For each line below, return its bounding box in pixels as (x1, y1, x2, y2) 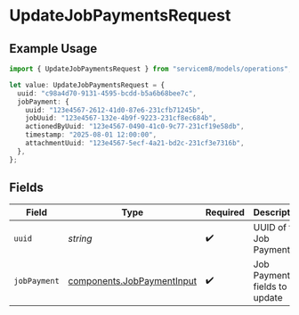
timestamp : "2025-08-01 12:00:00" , (25, 130, 158, 139)
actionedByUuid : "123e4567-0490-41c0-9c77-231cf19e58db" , (25, 122, 245, 131)
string (68, 233, 93, 245)
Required (205, 206, 245, 219)
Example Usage (9, 41, 98, 56)
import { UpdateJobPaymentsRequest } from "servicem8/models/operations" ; (9, 64, 293, 73)
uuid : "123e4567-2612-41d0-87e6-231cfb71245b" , (25, 105, 205, 114)
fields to (253, 280, 287, 293)
